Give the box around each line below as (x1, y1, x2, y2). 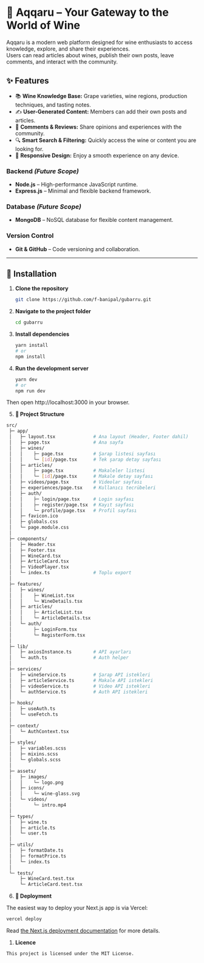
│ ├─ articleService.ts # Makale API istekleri (8, 677, 154, 683)
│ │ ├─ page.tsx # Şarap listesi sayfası (8, 450, 156, 457)
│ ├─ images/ (8, 773, 47, 780)
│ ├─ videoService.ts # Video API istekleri (8, 683, 151, 689)
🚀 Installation (6, 269, 57, 279)
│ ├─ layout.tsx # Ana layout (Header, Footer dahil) (8, 434, 189, 440)
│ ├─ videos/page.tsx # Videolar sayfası (8, 479, 143, 485)
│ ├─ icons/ (8, 785, 45, 791)
